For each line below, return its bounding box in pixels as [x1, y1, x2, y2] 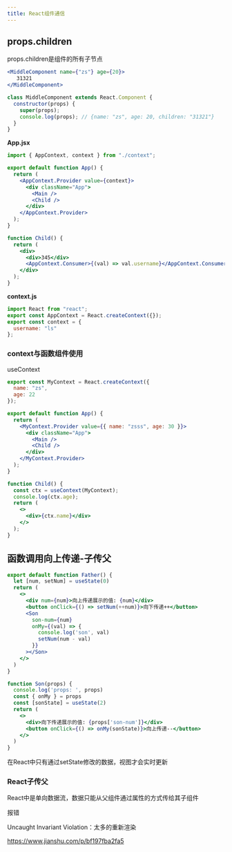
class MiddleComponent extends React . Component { [7, 94, 153, 101]
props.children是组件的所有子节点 [7, 55, 104, 63]
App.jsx [7, 139, 30, 147]
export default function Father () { [7, 571, 113, 578]
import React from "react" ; [7, 305, 88, 312]
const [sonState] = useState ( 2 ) [13, 699, 107, 707]
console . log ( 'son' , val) [37, 629, 110, 636]
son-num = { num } [32, 616, 72, 623]
